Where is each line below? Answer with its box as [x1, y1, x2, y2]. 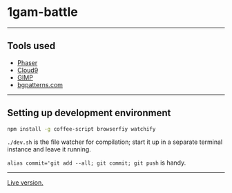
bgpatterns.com [17, 80, 64, 89]
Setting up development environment [7, 107, 171, 119]
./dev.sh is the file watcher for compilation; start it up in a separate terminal [7, 138, 223, 146]
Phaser [17, 58, 38, 66]
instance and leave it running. [7, 145, 91, 154]
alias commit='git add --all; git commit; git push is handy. [7, 158, 186, 167]
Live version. [7, 178, 43, 187]
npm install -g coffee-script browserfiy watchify [7, 125, 156, 132]
